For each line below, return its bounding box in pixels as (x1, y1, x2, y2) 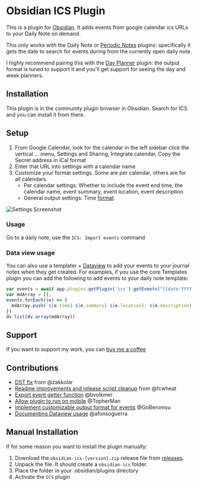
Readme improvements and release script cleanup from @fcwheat (14, 385, 176, 392)
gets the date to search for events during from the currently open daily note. (6, 47, 192, 54)
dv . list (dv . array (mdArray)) (6, 314, 76, 320)
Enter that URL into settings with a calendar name (14, 163, 136, 170)
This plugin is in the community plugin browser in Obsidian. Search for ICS (6, 105, 188, 112)
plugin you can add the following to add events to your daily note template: (6, 275, 188, 282)
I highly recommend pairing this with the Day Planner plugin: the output (6, 59, 180, 66)
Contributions (6, 363, 59, 373)
